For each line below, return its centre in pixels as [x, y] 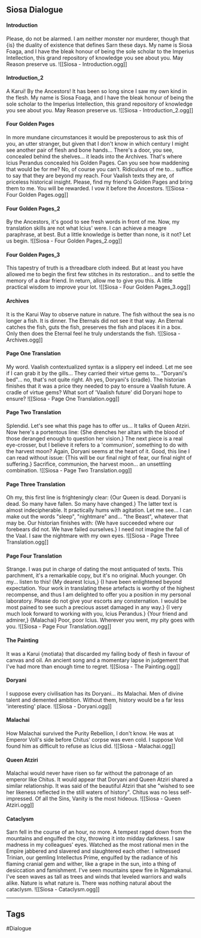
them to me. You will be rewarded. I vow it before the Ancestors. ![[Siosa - [97, 188]
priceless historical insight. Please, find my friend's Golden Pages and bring [100, 182]
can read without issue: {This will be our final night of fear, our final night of [99, 458]
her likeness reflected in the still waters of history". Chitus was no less [93, 792]
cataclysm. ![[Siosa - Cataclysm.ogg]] [53, 889]
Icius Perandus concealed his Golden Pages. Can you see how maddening [98, 163]
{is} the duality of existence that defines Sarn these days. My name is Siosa [99, 45]
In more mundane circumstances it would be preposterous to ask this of [95, 137]
